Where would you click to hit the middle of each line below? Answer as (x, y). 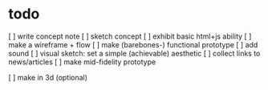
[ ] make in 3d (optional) (48, 77)
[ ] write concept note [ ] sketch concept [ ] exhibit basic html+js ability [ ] (130, 36)
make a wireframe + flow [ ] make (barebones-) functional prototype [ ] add (133, 44)
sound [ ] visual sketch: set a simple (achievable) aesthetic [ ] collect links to (134, 53)
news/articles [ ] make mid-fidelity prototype (82, 62)
